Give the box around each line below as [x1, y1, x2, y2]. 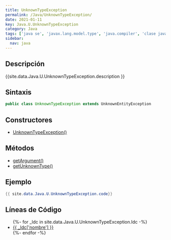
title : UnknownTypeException [5, 7, 67, 13]
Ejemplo [5, 178, 32, 186]
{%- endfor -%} [12, 230, 46, 236]
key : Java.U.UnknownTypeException [5, 21, 79, 27]
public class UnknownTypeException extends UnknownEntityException [5, 102, 152, 107]
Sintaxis [5, 88, 32, 97]
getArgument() [12, 157, 44, 163]
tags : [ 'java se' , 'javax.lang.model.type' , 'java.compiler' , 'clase [5, 31, 156, 36]
